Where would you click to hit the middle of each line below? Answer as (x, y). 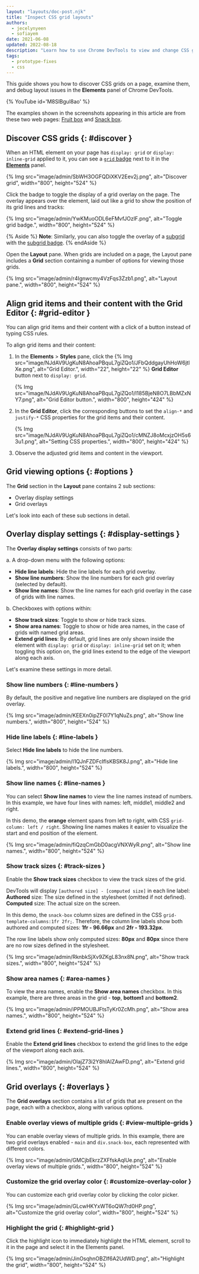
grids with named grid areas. (50, 632)
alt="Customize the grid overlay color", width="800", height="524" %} (92, 1212)
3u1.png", (26, 441)
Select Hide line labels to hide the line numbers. (65, 750)
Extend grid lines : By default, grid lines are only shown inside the (94, 638)
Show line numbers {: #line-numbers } (62, 684)
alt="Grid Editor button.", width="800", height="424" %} (105, 399)
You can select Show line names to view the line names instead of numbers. (99, 796)
